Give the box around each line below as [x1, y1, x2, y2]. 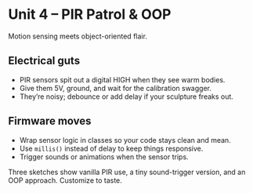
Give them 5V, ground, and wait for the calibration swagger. [19, 83, 211, 93]
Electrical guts [8, 54, 81, 67]
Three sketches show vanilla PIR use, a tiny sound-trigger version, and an [8, 167, 246, 177]
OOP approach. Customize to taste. [8, 175, 123, 185]
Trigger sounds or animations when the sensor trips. [19, 151, 190, 162]
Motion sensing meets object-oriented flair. [8, 31, 147, 41]
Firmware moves [8, 115, 92, 128]
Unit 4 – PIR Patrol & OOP [8, 5, 172, 24]
